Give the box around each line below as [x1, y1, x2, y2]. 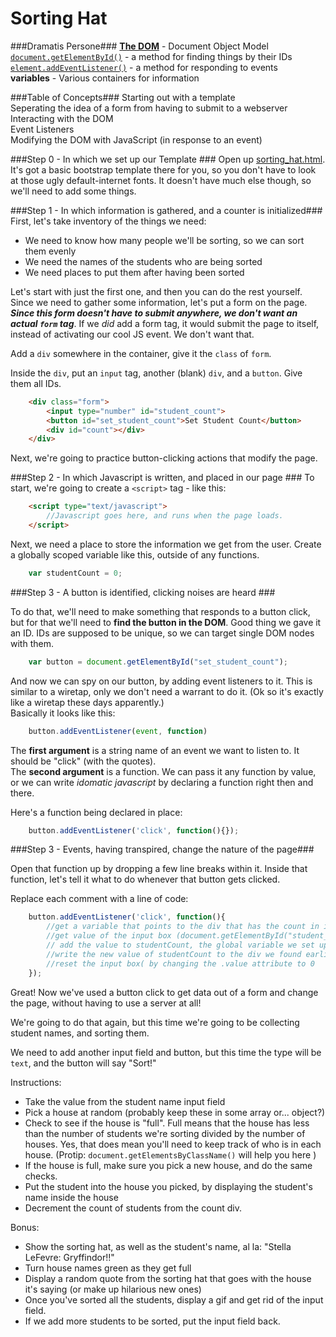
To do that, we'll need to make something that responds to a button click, [10, 605, 311, 617]
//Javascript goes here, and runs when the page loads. [46, 511, 284, 521]
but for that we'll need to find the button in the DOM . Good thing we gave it [10, 616, 322, 628]
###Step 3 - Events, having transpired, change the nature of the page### [10, 843, 315, 856]
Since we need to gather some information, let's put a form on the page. [10, 296, 308, 308]
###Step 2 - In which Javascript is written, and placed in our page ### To [10, 472, 315, 484]
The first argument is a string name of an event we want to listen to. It [10, 744, 300, 756]
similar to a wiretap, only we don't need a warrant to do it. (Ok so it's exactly [10, 685, 324, 697]
